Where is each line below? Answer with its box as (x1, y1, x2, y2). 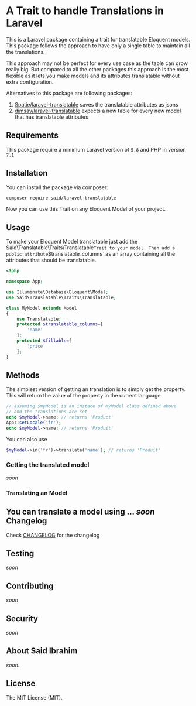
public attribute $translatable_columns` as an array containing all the (6, 251, 176, 258)
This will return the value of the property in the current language (6, 392, 161, 399)
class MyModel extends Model (6, 305, 77, 311)
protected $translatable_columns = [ (16, 321, 104, 327)
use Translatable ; (16, 316, 61, 322)
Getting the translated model (6, 461, 90, 469)
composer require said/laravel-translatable (6, 195, 116, 201)
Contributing (6, 581, 54, 591)
